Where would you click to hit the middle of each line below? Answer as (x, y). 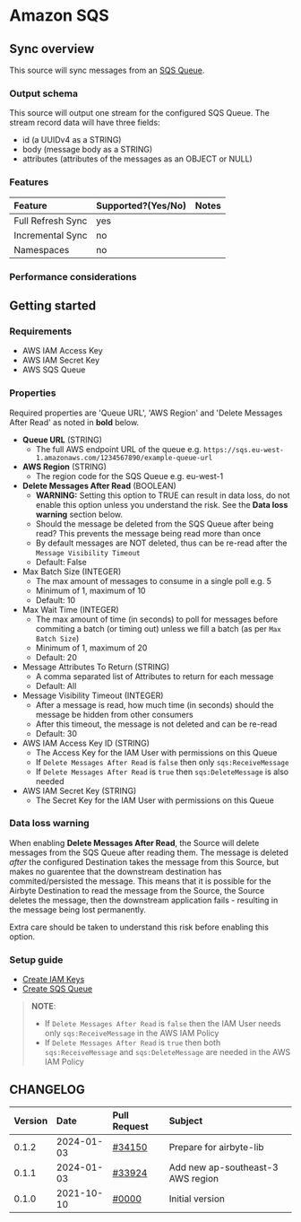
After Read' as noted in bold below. (74, 422)
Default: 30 (56, 733)
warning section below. (79, 514)
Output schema (44, 93)
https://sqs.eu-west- (244, 450)
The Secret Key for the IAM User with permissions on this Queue (155, 800)
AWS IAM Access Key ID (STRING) (86, 743)
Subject (186, 1121)
